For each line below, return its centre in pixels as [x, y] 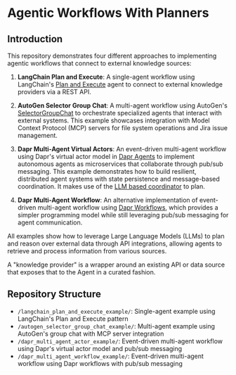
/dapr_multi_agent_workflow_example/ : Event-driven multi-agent [110, 356]
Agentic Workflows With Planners [108, 13]
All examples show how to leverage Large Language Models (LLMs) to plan [116, 236]
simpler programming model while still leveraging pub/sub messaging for [123, 215]
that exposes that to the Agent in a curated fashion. [81, 272]
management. [38, 135]
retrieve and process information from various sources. [87, 251]
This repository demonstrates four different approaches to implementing [112, 56]
